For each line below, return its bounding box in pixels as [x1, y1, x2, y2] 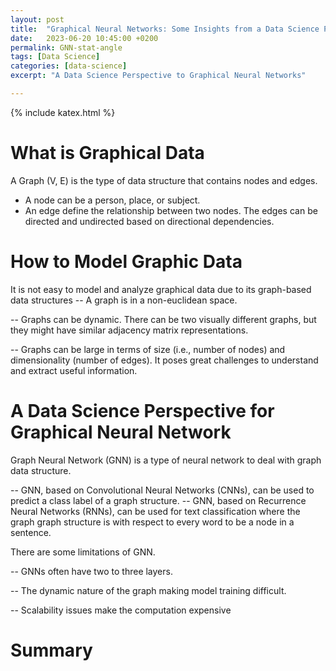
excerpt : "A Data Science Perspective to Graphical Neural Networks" [10, 71, 307, 81]
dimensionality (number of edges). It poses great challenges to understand [10, 354, 319, 366]
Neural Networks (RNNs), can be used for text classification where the [10, 505, 301, 517]
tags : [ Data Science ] [10, 52, 101, 62]
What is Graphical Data [10, 142, 205, 165]
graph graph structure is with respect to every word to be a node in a [10, 516, 295, 528]
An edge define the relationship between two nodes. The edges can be [24, 204, 318, 216]
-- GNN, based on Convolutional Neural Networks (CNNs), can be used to [10, 484, 315, 496]
